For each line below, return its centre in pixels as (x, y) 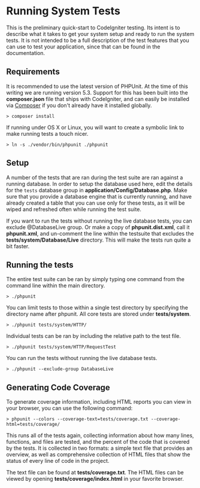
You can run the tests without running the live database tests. (82, 358)
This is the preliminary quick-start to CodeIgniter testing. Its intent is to (93, 28)
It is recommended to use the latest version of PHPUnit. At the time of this (97, 86)
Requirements (33, 72)
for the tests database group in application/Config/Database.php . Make (97, 190)
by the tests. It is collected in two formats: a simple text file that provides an (99, 448)
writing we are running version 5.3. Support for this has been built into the (97, 92)
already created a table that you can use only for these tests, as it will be (96, 203)
